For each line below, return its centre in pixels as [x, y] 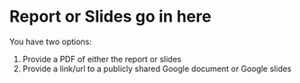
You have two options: [51, 41]
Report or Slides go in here [110, 17]
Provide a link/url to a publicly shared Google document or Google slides [157, 69]
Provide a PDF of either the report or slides [102, 59]
